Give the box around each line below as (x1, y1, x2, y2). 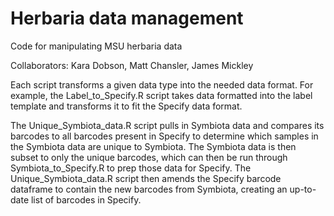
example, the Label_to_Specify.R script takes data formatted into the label (10, 89, 313, 101)
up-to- (289, 183, 317, 195)
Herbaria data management (10, 7, 244, 30)
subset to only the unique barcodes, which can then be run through (10, 151, 288, 163)
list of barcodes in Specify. (30, 193, 142, 206)
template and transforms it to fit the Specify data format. (10, 100, 243, 112)
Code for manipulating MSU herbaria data (10, 40, 183, 52)
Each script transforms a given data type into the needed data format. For (10, 78, 314, 91)
